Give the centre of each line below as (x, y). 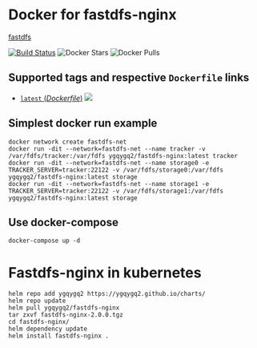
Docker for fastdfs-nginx (92, 15)
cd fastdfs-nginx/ (39, 322)
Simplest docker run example (83, 123)
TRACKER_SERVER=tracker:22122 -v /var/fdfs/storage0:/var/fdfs (116, 170)
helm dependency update (48, 329)
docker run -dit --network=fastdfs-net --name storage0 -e (109, 163)
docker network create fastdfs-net (68, 142)
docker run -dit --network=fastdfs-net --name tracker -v (107, 149)
